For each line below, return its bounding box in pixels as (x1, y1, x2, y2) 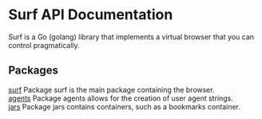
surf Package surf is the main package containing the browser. (8, 85, 215, 94)
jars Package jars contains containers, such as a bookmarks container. (8, 101, 241, 111)
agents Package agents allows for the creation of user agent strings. (8, 93, 234, 103)
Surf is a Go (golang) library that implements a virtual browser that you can (8, 32, 254, 42)
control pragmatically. (8, 40, 80, 50)
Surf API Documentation (8, 6, 173, 24)
